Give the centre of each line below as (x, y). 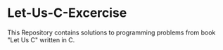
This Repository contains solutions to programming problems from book (111, 32)
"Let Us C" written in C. (41, 39)
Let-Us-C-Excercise (67, 13)
